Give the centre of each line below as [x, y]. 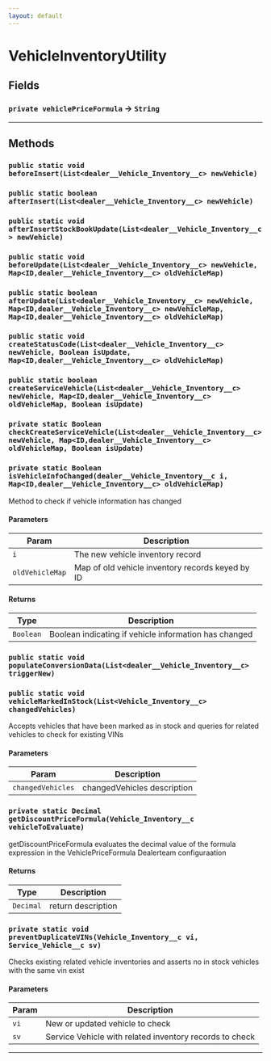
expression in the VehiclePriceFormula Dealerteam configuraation [117, 853]
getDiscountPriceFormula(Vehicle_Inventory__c [102, 819]
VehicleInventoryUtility [88, 55]
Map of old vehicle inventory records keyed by [162, 567]
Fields [24, 86]
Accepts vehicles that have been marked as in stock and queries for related [134, 726]
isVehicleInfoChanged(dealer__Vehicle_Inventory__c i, [118, 476]
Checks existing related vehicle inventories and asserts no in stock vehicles [134, 962]
